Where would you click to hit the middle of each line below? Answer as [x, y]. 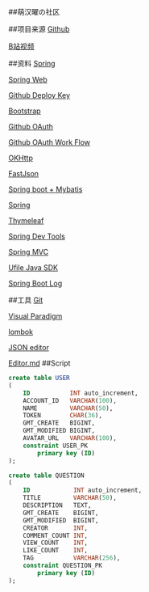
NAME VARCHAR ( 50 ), [68, 408]
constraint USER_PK [56, 446]
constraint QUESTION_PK [63, 565]
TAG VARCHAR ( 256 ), [72, 558]
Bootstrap [25, 111]
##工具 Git [26, 300]
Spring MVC [29, 252]
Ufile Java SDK [33, 268]
